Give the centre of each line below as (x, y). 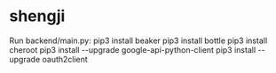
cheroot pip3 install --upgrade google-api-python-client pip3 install (133, 49)
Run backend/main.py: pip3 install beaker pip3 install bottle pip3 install (138, 40)
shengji (37, 16)
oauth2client (65, 59)
